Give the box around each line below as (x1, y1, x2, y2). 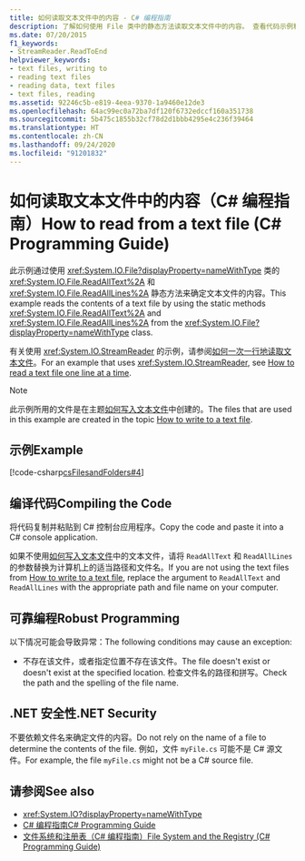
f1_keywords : (9, 38, 59, 48)
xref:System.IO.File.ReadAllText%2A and (9, 307, 162, 319)
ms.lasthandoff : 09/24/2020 (9, 140, 116, 149)
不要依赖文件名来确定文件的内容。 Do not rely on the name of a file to (9, 732, 267, 743)
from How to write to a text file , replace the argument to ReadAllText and (9, 572, 280, 583)
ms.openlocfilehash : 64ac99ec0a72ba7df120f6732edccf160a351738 (9, 106, 254, 116)
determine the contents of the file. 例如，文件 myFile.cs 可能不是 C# (9, 743, 265, 754)
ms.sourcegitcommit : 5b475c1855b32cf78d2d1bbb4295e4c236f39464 (9, 115, 254, 124)
